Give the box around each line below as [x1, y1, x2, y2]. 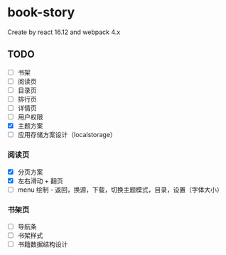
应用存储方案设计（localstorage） [17, 131, 117, 139]
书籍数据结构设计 [17, 240, 68, 249]
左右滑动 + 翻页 [17, 176, 63, 185]
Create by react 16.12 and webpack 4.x [7, 28, 121, 36]
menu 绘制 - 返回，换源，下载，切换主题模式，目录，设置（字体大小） [17, 185, 224, 194]
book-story [7, 4, 75, 21]
